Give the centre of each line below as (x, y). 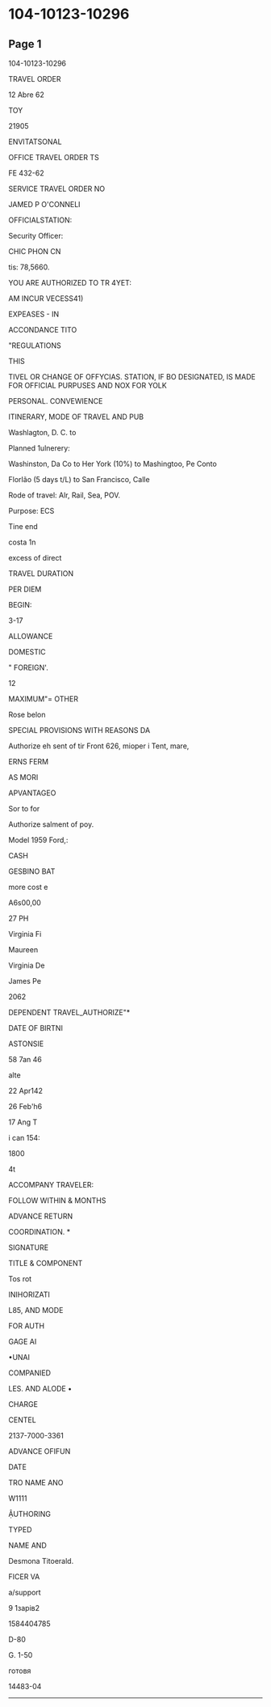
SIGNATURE (29, 1247)
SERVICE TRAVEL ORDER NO (57, 188)
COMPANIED (29, 1373)
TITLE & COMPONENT (46, 1263)
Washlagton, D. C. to (42, 432)
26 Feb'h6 (25, 1106)
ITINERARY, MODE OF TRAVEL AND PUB (76, 417)
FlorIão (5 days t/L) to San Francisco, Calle (79, 479)
